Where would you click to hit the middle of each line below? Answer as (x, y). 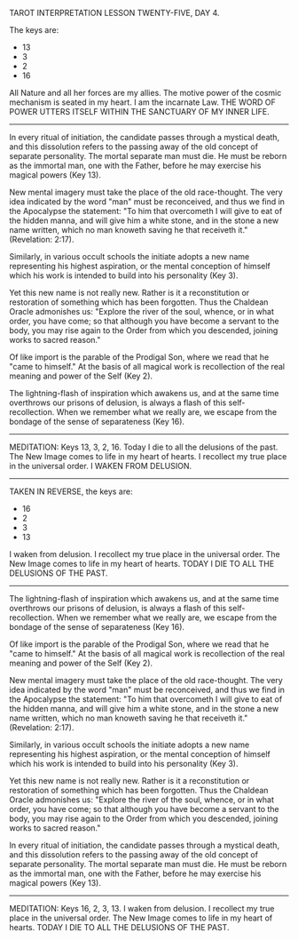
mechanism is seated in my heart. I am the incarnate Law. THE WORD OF (143, 102)
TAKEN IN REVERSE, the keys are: (71, 491)
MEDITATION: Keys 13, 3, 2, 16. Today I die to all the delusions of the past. (144, 447)
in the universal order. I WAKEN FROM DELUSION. (101, 466)
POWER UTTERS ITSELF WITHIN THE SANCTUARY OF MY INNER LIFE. (139, 112)
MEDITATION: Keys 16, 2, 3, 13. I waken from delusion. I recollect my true (142, 908)
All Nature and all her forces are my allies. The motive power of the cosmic (145, 93)
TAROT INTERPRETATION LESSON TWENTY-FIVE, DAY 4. (114, 13)
